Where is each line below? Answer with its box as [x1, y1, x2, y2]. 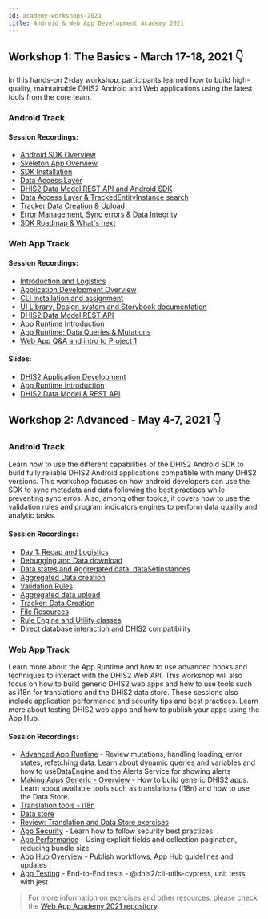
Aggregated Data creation [19, 572, 106, 582]
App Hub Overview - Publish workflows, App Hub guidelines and [19, 852, 234, 861]
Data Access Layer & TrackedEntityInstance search [19, 193, 190, 202]
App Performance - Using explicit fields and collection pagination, [19, 835, 238, 844]
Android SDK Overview [19, 150, 96, 160]
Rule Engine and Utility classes [19, 615, 122, 624]
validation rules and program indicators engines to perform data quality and [8, 502, 258, 512]
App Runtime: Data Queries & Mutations [19, 327, 151, 337]
